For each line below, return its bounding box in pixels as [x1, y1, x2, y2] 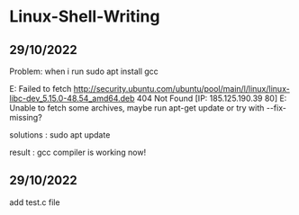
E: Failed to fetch [9, 84, 72, 94]
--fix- [266, 103, 286, 113]
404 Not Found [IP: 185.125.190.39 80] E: [136, 93, 287, 103]
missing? [9, 112, 42, 122]
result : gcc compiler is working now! [9, 147, 147, 157]
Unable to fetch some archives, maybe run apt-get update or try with [9, 103, 265, 113]
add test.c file [9, 196, 60, 208]
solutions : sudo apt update [9, 130, 111, 140]
